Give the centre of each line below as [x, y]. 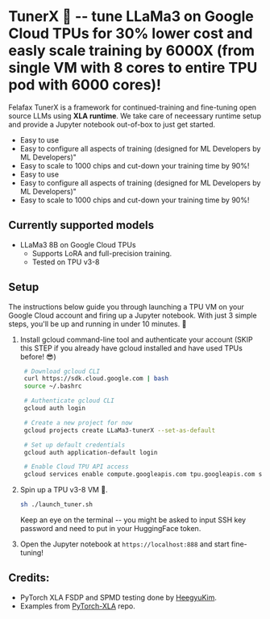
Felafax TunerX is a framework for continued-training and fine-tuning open [132, 107]
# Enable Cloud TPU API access [76, 467]
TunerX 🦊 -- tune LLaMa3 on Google [131, 17]
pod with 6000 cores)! [85, 85]
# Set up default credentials [75, 445]
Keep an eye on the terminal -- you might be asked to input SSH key [133, 520]
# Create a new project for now [78, 422]
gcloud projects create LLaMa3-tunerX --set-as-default [120, 430]
